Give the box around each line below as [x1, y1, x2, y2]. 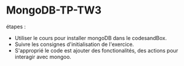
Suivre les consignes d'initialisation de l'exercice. [14, 41, 134, 48]
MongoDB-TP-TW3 [6, 4, 102, 17]
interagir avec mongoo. [14, 53, 72, 60]
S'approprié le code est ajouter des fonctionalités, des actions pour [14, 47, 179, 54]
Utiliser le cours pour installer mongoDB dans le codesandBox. [14, 34, 167, 41]
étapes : [6, 23, 26, 30]
